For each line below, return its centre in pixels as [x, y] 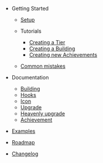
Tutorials [31, 31]
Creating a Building [52, 48]
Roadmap [23, 142]
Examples [23, 131]
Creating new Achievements [63, 55]
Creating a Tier [47, 42]
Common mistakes [43, 66]
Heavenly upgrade [43, 114]
